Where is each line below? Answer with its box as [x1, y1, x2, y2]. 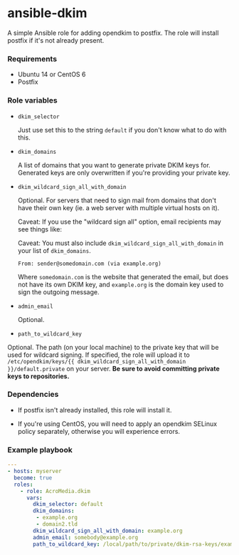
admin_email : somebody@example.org [33, 534, 139, 541]
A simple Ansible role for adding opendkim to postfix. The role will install [7, 28, 219, 37]
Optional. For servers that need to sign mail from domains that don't [17, 196, 217, 204]
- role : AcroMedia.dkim [20, 487, 91, 494]
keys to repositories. [7, 372, 70, 380]
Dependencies [7, 390, 59, 400]
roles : [14, 481, 33, 488]
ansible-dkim [7, 5, 87, 21]
